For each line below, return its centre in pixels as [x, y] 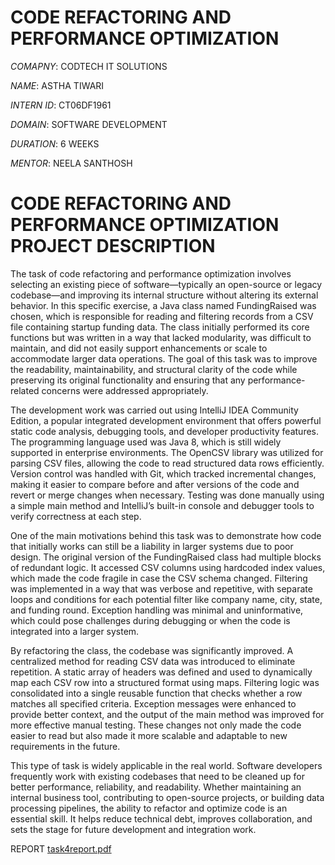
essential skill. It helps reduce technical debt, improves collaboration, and [161, 818]
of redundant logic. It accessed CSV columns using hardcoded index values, [168, 567]
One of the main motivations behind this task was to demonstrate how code [166, 535]
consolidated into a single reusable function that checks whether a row [156, 693]
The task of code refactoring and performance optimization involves [151, 273]
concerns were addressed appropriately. [125, 390]
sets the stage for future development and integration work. [133, 829]
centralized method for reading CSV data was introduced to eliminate [153, 661]
